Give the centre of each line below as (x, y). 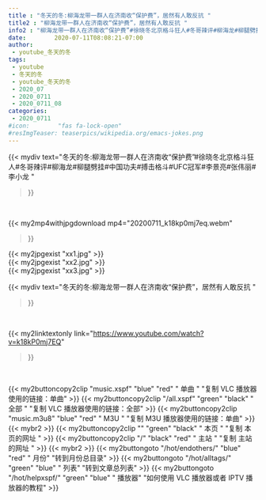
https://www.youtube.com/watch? (148, 333)
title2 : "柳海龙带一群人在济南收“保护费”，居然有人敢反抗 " (98, 23)
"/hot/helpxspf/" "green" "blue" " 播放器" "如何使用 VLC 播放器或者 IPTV (126, 477)
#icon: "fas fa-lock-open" (65, 126)
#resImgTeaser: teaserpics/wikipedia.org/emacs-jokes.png (106, 133)
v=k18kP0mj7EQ (35, 342)
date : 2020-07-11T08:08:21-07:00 (76, 38)
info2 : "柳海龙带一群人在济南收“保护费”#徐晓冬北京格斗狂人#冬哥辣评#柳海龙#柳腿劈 (132, 30)
